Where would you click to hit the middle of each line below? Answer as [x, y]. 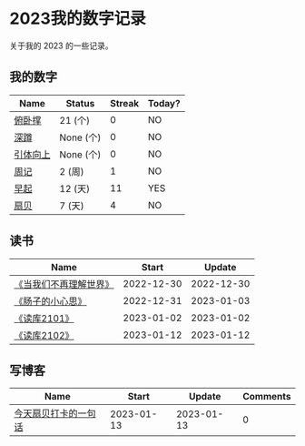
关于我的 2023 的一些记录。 [61, 46]
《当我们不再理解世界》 [64, 284]
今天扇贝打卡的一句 [55, 413]
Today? [164, 103]
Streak [124, 103]
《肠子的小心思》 [51, 301]
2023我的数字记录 [78, 19]
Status [80, 103]
